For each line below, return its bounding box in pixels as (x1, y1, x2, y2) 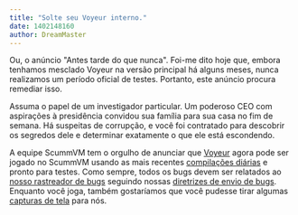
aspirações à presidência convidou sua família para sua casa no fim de (9, 110, 274, 122)
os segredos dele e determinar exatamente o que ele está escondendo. (9, 130, 275, 141)
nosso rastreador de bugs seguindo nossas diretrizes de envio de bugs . (9, 176, 277, 187)
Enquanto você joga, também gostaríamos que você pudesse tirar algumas (9, 186, 289, 197)
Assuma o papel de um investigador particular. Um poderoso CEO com (9, 101, 273, 112)
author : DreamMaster (9, 30, 88, 39)
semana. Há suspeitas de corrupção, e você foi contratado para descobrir (9, 120, 285, 131)
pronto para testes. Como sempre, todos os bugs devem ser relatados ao (9, 166, 282, 177)
